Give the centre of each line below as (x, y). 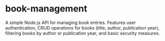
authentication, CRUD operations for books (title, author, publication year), (82, 27)
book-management (46, 9)
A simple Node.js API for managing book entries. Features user (71, 22)
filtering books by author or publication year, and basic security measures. (82, 33)
